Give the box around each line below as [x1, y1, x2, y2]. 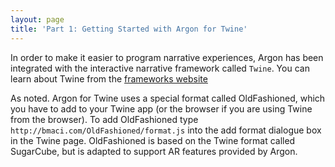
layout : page [10, 14, 65, 25]
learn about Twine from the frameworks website [10, 72, 208, 85]
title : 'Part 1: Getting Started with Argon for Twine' [10, 24, 248, 34]
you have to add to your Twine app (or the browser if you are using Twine [10, 102, 313, 115]
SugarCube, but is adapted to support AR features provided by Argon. [10, 145, 298, 157]
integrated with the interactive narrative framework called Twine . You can [10, 62, 310, 74]
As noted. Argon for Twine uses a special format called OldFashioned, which [10, 92, 326, 104]
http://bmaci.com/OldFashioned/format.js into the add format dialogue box [10, 124, 322, 136]
